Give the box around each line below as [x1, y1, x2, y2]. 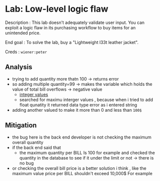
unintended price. [5, 30, 40, 36]
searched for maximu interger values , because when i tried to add [19, 97, 153, 102]
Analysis [5, 63, 33, 71]
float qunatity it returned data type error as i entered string [19, 101, 138, 108]
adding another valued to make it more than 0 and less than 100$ [12, 107, 142, 113]
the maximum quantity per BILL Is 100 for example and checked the [19, 150, 155, 156]
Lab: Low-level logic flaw [5, 3, 109, 15]
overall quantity [12, 139, 44, 145]
